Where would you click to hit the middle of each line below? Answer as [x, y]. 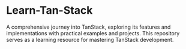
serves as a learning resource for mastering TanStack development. [90, 39]
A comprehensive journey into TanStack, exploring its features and [88, 27]
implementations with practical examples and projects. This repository [93, 33]
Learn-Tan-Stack [49, 10]
